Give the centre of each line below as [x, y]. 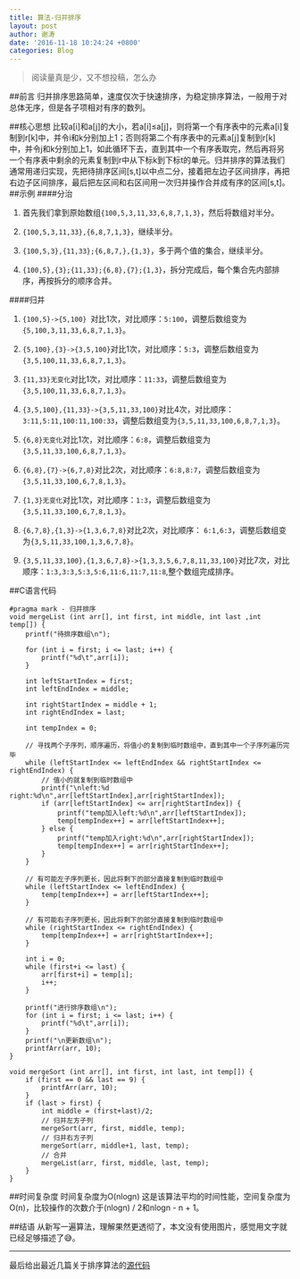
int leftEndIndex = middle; [77, 690]
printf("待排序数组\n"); [68, 635]
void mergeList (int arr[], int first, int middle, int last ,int [135, 617]
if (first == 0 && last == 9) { [85, 1080]
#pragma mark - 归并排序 [53, 609]
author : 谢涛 [32, 34]
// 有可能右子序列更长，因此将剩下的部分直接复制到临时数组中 [125, 920]
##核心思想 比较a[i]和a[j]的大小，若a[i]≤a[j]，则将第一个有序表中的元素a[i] [146, 127]
